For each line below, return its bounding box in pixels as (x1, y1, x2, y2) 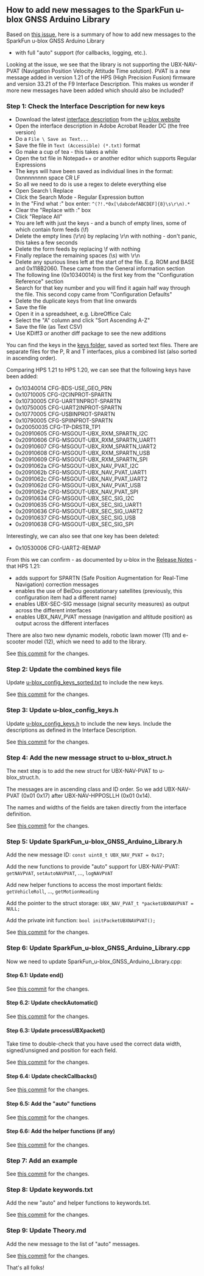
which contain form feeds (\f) (15, 226, 90, 234)
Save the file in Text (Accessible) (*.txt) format (15, 142, 141, 149)
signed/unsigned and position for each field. (6, 1047, 118, 1054)
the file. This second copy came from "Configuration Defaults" (15, 291, 172, 298)
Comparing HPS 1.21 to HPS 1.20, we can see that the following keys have (6, 366, 191, 374)
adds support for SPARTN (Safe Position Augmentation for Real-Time (15, 575, 189, 582)
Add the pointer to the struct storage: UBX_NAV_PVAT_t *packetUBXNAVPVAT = (6, 900, 194, 907)
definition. (6, 811, 32, 817)
